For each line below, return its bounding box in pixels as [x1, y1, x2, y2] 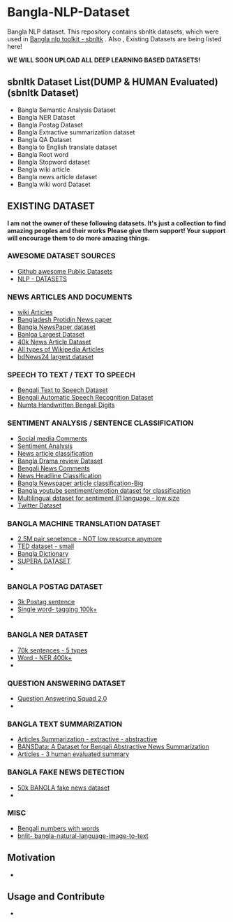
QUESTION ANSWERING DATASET [7, 678, 126, 688]
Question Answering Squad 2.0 [17, 694, 107, 702]
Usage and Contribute [7, 890, 105, 903]
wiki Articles [17, 308, 53, 316]
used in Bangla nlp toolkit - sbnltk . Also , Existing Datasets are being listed [7, 34, 222, 43]
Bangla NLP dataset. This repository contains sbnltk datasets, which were [7, 27, 219, 36]
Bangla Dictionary [17, 550, 69, 558]
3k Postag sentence [17, 598, 75, 606]
